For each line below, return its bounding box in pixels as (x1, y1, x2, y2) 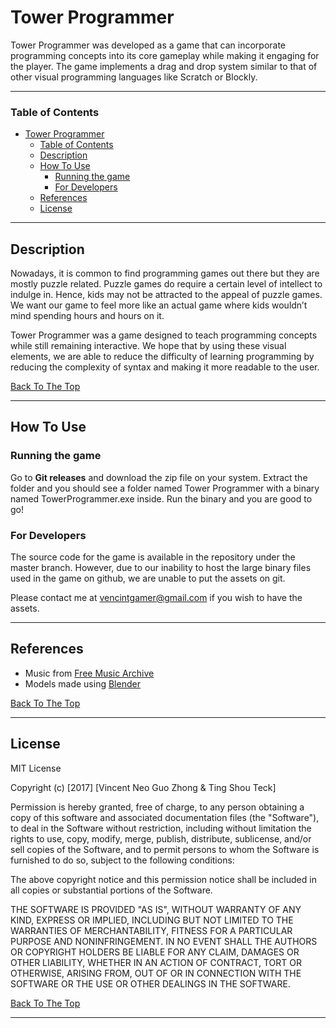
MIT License (10, 762, 62, 774)
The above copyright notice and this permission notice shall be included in (10, 873, 317, 885)
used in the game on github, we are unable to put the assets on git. (10, 572, 286, 585)
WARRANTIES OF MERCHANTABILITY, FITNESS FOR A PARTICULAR (10, 924, 293, 936)
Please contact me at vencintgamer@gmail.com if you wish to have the (10, 592, 303, 604)
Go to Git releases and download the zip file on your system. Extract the (10, 471, 308, 483)
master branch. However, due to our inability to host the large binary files (10, 562, 312, 574)
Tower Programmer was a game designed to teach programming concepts (10, 329, 318, 341)
